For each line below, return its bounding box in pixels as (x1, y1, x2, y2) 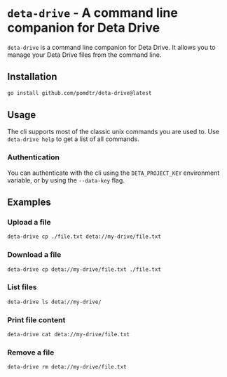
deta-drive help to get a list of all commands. (7, 135, 139, 143)
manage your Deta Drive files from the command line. (7, 51, 162, 59)
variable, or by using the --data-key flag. (7, 176, 125, 184)
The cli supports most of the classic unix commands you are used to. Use (7, 128, 219, 136)
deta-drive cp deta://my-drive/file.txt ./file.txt (7, 265, 161, 273)
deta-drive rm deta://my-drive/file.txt (7, 364, 128, 371)
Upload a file (7, 218, 51, 227)
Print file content (7, 315, 66, 324)
